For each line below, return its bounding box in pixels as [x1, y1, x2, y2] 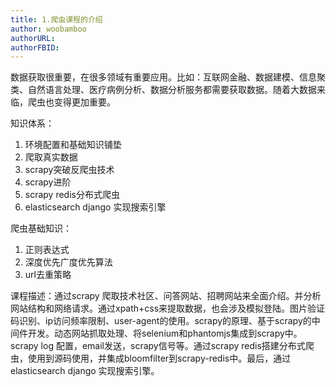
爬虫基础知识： [10, 222, 72, 235]
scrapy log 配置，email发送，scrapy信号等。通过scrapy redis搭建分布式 [10, 340, 306, 352]
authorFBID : [10, 42, 60, 53]
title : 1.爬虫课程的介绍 [10, 14, 103, 25]
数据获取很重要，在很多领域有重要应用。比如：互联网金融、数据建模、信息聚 [10, 71, 326, 83]
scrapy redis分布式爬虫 [24, 189, 120, 201]
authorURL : [10, 33, 56, 43]
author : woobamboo [10, 24, 87, 34]
